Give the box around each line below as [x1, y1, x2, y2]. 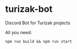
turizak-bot [5, 3, 53, 15]
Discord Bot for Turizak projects [5, 20, 71, 26]
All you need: [5, 29, 32, 35]
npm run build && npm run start [5, 39, 72, 44]
